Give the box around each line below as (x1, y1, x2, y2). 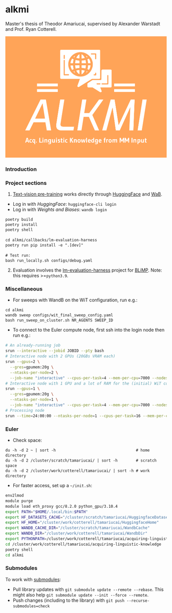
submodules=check (12, 603, 50, 609)
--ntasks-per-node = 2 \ (10, 370, 58, 375)
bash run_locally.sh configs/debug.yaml (5, 258, 93, 263)
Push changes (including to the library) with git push (12, 597, 124, 603)
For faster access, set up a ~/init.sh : (12, 483, 93, 488)
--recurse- (126, 598, 150, 603)
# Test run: (5, 253, 31, 258)
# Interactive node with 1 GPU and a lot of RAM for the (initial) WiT (5, 381, 161, 386)
